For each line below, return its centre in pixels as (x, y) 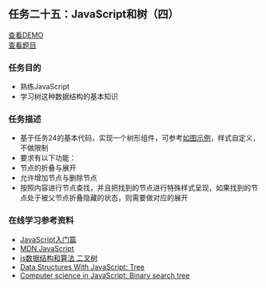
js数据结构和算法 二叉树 (59, 258)
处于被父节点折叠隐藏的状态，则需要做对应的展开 (107, 198)
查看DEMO (26, 35)
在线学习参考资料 (41, 220)
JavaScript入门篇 (48, 239)
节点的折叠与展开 (48, 168)
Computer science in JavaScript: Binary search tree (105, 275)
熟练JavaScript (45, 87)
